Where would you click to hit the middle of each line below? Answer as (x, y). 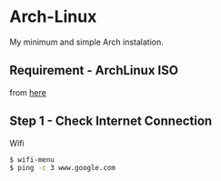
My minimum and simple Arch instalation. (86, 42)
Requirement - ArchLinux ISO (94, 70)
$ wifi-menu (32, 160)
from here (28, 92)
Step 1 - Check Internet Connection (111, 121)
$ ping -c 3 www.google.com (63, 168)
